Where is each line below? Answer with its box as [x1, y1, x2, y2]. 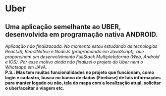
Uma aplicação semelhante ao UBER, [5, 23, 121, 31]
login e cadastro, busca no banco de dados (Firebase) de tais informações [5, 75, 161, 80]
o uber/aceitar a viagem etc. [5, 85, 64, 91]
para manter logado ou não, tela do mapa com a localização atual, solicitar [5, 80, 161, 86]
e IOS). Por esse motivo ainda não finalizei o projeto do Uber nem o [5, 59, 143, 64]
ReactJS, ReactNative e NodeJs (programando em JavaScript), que [5, 49, 144, 54]
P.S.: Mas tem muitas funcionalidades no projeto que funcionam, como [5, 69, 155, 75]
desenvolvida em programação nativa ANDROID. [5, 30, 159, 38]
